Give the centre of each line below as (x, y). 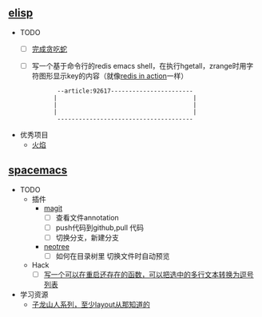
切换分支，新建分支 (87, 237)
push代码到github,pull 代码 (99, 228)
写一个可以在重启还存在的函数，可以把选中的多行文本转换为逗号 (149, 274)
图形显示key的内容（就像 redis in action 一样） (113, 76)
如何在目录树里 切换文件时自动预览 (113, 256)
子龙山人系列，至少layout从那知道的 (91, 305)
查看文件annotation (87, 217)
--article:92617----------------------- (125, 91)
